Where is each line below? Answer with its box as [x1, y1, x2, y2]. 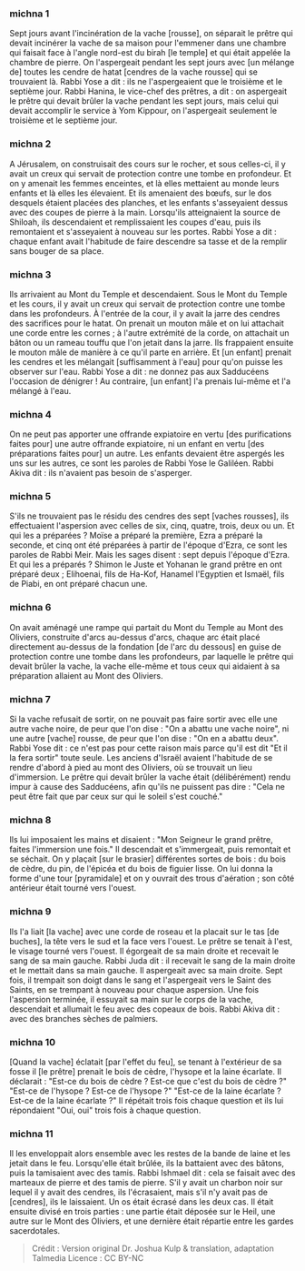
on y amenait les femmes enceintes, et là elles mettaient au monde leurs [9, 177, 280, 188]
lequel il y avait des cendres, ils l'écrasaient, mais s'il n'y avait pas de [9, 1186, 268, 1198]
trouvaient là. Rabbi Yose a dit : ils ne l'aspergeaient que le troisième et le [9, 76, 283, 87]
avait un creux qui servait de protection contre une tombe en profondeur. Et [9, 167, 292, 179]
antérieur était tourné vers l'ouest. [9, 883, 137, 893]
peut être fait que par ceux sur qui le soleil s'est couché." [9, 791, 223, 802]
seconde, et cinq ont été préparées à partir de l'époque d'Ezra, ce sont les [9, 540, 288, 550]
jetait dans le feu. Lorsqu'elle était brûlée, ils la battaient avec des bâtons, [9, 1158, 284, 1169]
